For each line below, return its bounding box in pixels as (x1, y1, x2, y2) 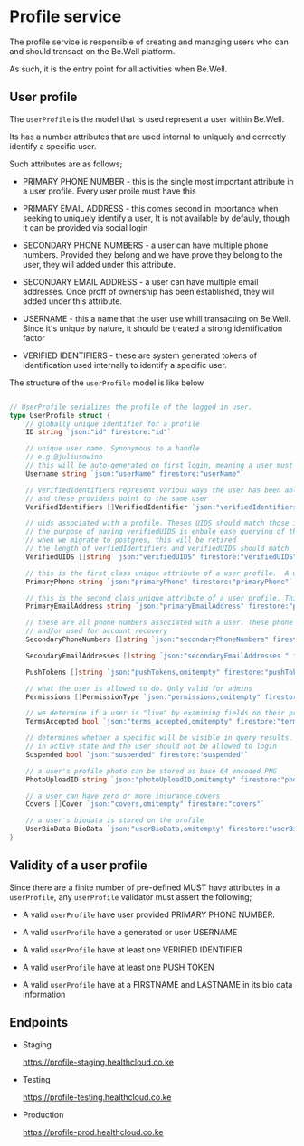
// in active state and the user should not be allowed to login (25, 742, 278, 751)
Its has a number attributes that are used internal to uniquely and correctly (9, 131, 287, 142)
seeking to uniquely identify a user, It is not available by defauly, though (22, 213, 290, 223)
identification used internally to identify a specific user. (22, 359, 228, 370)
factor (22, 332, 45, 343)
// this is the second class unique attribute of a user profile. (25, 593, 281, 602)
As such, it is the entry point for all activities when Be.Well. (9, 63, 228, 74)
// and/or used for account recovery (25, 627, 168, 636)
